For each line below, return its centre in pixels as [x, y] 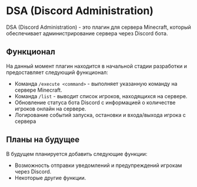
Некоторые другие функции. [50, 178]
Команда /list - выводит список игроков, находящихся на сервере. [101, 96]
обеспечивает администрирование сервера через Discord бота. [87, 33]
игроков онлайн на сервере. [50, 108]
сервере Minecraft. [39, 90]
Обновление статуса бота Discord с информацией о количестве [95, 102]
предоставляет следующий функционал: [57, 72]
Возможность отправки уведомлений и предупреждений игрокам [98, 165]
